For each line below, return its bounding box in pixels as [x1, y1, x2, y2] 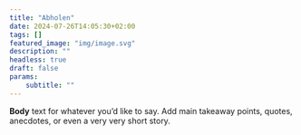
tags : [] [9, 30, 43, 39]
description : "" [9, 47, 71, 56]
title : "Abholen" [9, 13, 75, 23]
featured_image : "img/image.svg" [9, 38, 136, 48]
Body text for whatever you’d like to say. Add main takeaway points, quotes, [9, 105, 293, 116]
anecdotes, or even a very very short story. [9, 115, 170, 126]
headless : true [9, 55, 67, 64]
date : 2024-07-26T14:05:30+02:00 [9, 22, 136, 31]
